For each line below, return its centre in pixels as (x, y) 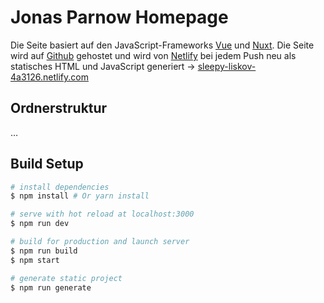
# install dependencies (60, 187)
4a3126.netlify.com (49, 77)
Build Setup (47, 164)
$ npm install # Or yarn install (80, 196)
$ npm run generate (51, 287)
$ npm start (35, 260)
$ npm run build (44, 251)
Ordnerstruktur (59, 108)
